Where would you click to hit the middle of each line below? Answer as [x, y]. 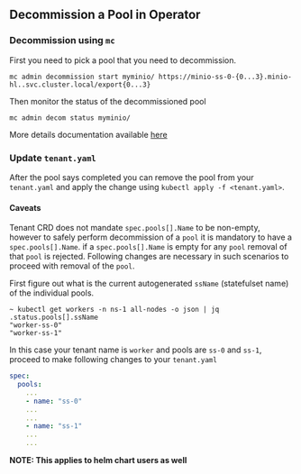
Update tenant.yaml [53, 158]
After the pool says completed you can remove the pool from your [132, 177]
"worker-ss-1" [36, 333]
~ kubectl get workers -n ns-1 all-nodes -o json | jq [114, 310]
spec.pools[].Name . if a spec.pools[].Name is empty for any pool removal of [148, 247]
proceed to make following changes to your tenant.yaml [114, 360]
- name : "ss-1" [54, 426]
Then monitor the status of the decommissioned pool [108, 101]
